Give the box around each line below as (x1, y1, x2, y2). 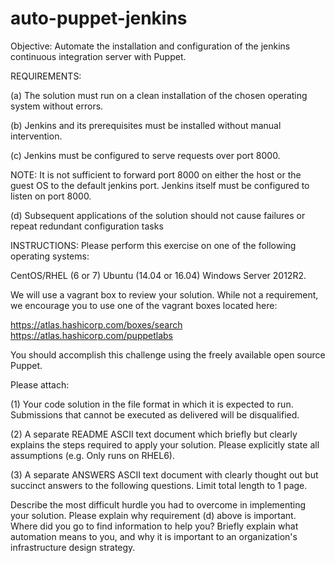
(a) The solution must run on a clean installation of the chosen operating (10, 89, 308, 101)
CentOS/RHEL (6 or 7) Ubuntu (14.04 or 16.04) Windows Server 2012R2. (10, 269, 307, 281)
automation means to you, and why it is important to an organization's (10, 530, 298, 542)
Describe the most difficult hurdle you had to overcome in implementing (10, 498, 307, 511)
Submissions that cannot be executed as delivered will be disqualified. (10, 408, 300, 421)
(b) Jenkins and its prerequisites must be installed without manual (10, 119, 282, 131)
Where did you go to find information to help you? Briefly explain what (10, 520, 299, 532)
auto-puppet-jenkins (10, 7, 188, 30)
